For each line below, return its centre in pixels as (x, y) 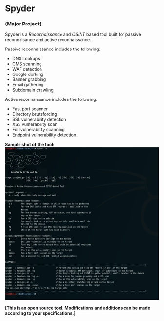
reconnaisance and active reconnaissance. (48, 40)
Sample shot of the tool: (30, 145)
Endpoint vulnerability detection (44, 135)
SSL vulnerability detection (39, 119)
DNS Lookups (26, 59)
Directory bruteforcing (34, 114)
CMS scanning (27, 64)
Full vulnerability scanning (38, 130)
